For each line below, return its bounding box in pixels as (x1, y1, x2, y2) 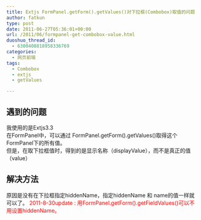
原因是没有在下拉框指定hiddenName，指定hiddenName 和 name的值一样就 (6, 191, 195, 199)
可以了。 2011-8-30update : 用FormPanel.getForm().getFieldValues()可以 (6, 199, 189, 207)
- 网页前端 (12, 54, 36, 61)
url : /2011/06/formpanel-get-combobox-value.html (6, 32, 136, 38)
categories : (6, 49, 37, 55)
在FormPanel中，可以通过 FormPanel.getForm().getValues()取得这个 (6, 131, 178, 139)
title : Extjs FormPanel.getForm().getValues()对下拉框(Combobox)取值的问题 (6, 9, 196, 15)
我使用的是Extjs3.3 (6, 123, 54, 131)
